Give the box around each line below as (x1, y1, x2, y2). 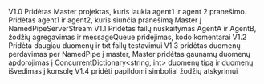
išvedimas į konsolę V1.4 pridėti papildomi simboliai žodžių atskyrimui (8, 66, 238, 75)
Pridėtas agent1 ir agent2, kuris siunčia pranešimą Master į (8, 15, 202, 25)
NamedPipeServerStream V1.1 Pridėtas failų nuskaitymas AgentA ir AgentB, (8, 24, 257, 33)
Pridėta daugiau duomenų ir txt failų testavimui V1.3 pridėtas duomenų (8, 41, 241, 50)
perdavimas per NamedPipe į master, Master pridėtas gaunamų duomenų (8, 50, 251, 58)
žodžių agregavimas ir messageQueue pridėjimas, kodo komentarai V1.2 (8, 32, 247, 42)
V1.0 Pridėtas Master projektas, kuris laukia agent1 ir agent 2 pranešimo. (8, 7, 247, 16)
